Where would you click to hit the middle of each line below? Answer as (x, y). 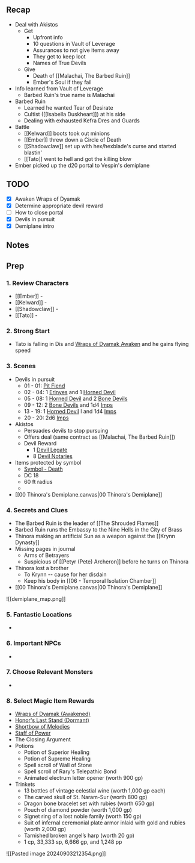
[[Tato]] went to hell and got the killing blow (78, 158)
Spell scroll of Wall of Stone (58, 765)
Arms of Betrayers (46, 555)
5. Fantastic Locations (39, 614)
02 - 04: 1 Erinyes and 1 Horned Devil (70, 392)
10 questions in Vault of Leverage (74, 43)
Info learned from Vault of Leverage (59, 88)
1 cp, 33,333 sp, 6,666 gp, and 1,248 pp (73, 842)
